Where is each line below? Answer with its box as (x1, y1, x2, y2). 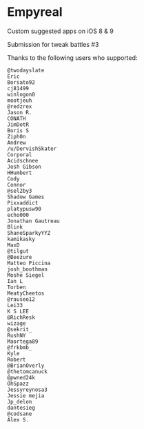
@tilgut (7, 247, 30, 255)
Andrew (7, 139, 26, 146)
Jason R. (7, 109, 32, 116)
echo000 (7, 211, 30, 218)
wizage (7, 320, 26, 327)
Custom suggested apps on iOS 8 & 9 (7, 27, 114, 35)
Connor (7, 181, 26, 188)
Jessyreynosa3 (7, 386, 48, 393)
